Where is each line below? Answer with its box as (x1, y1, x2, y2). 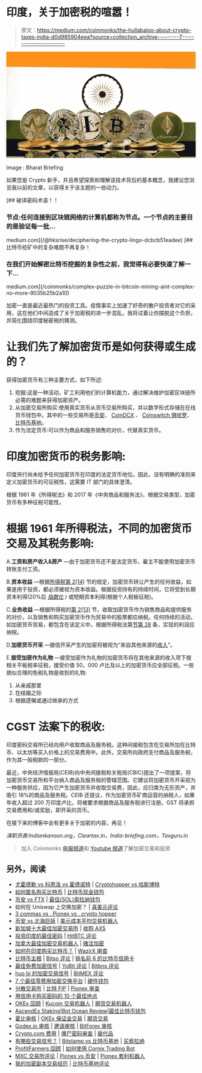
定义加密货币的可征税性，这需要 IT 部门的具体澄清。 (6, 478, 135, 485)
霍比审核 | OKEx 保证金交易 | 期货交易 (14, 1015, 108, 1022)
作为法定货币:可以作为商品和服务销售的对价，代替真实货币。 (14, 426, 164, 433)
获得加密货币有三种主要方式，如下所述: (6, 376, 103, 383)
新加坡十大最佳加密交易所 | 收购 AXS (14, 925, 106, 932)
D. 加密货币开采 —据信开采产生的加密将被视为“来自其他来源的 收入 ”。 (6, 641, 176, 648)
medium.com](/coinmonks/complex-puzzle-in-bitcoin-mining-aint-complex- (6, 283, 195, 290)
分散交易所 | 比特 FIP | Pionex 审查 (14, 985, 100, 992)
